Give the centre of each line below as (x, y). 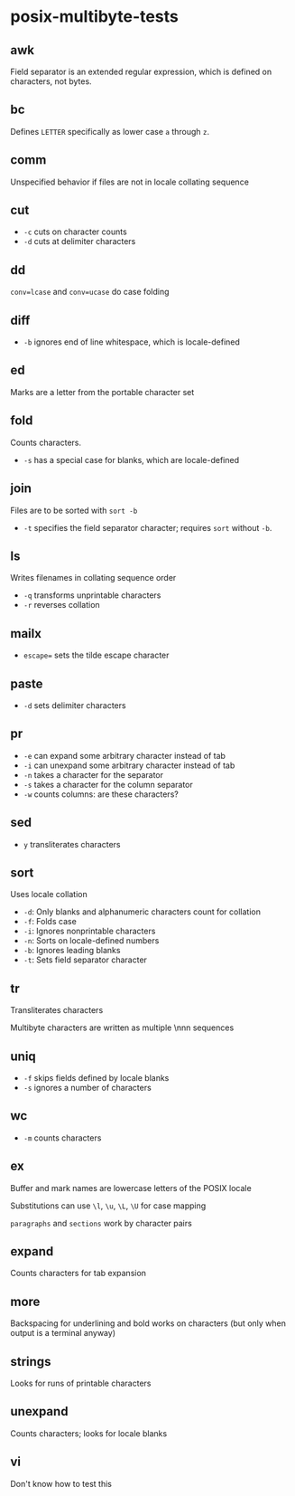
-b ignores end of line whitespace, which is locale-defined (131, 342)
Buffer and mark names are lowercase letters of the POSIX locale (131, 1188)
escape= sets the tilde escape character (96, 655)
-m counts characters (62, 1138)
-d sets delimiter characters (74, 705)
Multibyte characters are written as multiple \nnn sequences (122, 1027)
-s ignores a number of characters (87, 1088)
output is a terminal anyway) (63, 1333)
